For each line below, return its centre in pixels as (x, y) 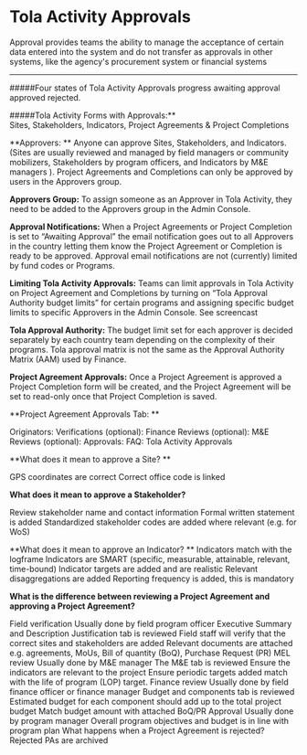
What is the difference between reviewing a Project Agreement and (140, 596)
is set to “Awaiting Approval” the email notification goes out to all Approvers (152, 236)
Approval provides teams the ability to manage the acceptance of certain (147, 42)
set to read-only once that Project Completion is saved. (113, 396)
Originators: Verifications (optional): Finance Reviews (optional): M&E (139, 431)
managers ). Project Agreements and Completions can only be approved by (152, 172)
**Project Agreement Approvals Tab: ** (85, 414)
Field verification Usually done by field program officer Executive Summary (151, 623)
